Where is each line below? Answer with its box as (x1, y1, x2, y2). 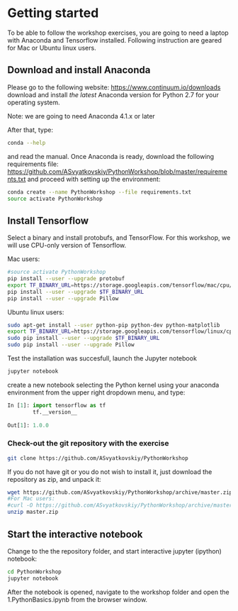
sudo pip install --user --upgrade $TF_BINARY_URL (7, 335, 160, 342)
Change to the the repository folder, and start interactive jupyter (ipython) (7, 546, 222, 555)
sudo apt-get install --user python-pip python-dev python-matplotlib (7, 321, 220, 329)
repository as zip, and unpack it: (7, 475, 101, 483)
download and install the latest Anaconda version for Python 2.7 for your (7, 90, 220, 99)
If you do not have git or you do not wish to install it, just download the (7, 467, 212, 476)
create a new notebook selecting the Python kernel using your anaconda (7, 380, 220, 389)
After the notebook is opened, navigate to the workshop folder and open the (7, 588, 229, 596)
